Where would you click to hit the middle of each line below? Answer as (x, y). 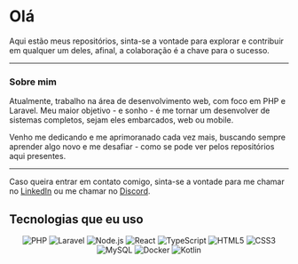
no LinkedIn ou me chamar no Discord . (80, 191)
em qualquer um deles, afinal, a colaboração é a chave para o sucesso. (140, 50)
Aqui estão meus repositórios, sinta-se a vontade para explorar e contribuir (146, 41)
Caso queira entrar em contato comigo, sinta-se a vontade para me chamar (147, 182)
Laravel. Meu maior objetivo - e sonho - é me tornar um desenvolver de (140, 111)
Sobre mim (33, 82)
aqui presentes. (38, 156)
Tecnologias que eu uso (76, 219)
